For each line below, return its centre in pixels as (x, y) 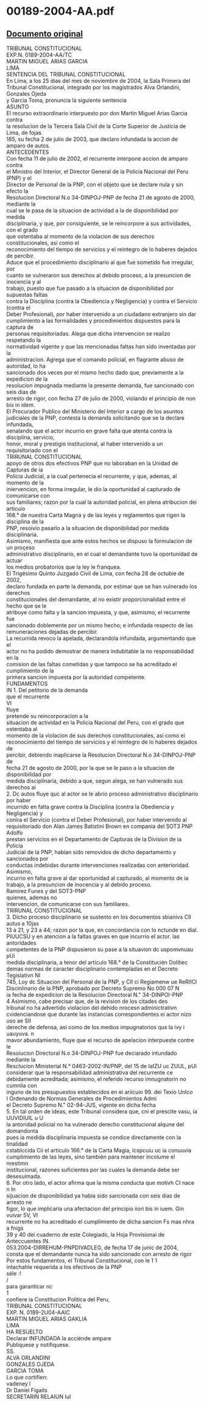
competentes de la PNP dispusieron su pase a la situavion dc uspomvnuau (100, 949)
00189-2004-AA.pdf (60, 11)
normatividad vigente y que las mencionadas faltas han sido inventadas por (101, 347)
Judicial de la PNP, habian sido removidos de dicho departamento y (91, 852)
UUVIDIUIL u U (25, 1118)
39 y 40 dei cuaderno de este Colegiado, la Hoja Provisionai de (86, 1234)
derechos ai (21, 787)
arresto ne (19, 1202)
